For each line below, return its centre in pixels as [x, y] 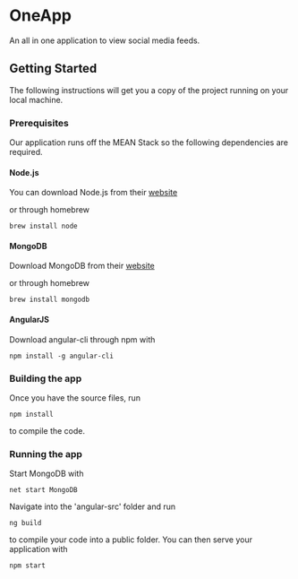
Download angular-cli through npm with [82, 339]
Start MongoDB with [47, 474]
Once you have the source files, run [75, 398]
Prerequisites [39, 123]
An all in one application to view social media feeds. [105, 40]
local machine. [36, 99]
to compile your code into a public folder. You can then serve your [131, 540]
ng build [26, 523]
